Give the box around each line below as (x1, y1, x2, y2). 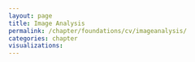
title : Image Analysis (8, 19, 85, 27)
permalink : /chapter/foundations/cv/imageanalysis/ (8, 27, 187, 35)
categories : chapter (8, 34, 79, 43)
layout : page (8, 11, 53, 20)
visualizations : (8, 42, 63, 50)
